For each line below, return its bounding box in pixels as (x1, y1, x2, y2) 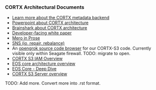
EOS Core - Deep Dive (12, 66, 57, 72)
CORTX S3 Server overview (12, 71, 68, 77)
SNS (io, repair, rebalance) (12, 40, 65, 46)
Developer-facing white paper (12, 30, 72, 36)
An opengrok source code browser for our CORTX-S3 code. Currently (12, 45, 151, 51)
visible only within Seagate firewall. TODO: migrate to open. (12, 51, 131, 56)
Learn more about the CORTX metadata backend (12, 15, 110, 21)
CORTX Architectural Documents (5, 4, 85, 11)
